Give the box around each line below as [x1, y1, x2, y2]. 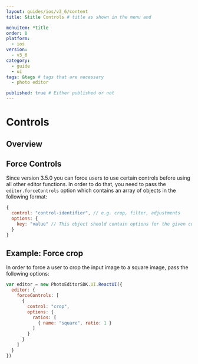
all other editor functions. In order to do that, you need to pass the [6, 181, 166, 188]
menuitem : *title [6, 25, 49, 31]
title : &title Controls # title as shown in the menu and [6, 14, 151, 20]
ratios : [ [32, 315, 57, 320]
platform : [6, 36, 31, 42]
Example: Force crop [6, 249, 84, 259]
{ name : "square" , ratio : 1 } [37, 320, 112, 326]
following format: [6, 193, 48, 200]
